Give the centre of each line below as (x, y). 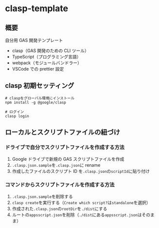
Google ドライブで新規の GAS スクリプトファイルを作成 (68, 159)
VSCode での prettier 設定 (38, 69)
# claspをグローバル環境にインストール (40, 98)
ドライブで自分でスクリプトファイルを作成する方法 (65, 148)
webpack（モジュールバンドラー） (47, 63)
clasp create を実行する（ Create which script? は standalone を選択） (81, 202)
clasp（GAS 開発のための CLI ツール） (50, 51)
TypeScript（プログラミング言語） (46, 57)
